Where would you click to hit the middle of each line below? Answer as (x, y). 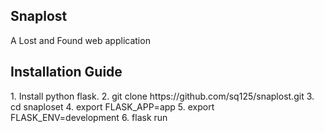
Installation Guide (66, 72)
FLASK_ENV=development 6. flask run (89, 117)
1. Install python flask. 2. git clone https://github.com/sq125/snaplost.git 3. (162, 96)
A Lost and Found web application (80, 40)
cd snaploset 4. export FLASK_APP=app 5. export (112, 106)
